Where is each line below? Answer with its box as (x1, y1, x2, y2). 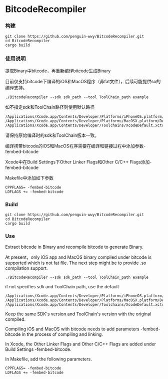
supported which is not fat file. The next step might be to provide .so (5, 260, 146, 266)
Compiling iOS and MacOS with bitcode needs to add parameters (5, 326, 139, 332)
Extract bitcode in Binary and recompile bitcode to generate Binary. (5, 244, 144, 250)
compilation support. (5, 265, 48, 271)
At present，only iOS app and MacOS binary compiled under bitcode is (5, 254, 151, 260)
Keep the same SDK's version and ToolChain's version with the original (5, 311, 151, 317)
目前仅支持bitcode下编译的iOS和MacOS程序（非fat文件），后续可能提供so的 (5, 78, 161, 84)
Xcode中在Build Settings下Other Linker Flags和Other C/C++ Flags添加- (5, 159, 152, 165)
